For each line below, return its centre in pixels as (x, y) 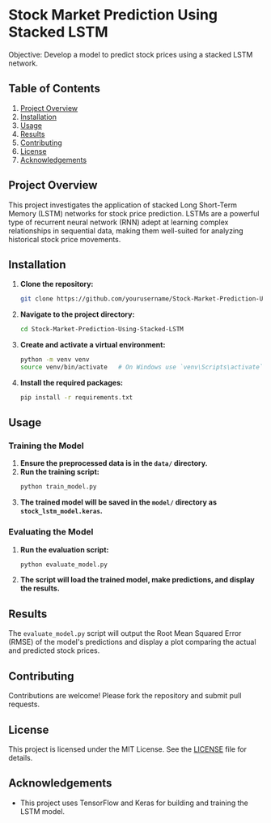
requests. (24, 704)
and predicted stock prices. (54, 650)
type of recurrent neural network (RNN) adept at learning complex (119, 222)
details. (21, 757)
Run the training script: (59, 472)
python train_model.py (58, 487)
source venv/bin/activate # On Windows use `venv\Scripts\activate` (142, 367)
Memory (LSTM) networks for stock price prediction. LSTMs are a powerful (134, 213)
